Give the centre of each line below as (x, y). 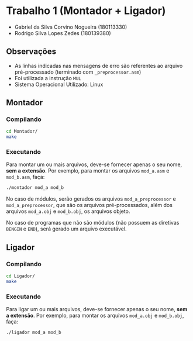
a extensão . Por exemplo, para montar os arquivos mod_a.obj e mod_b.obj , (95, 316)
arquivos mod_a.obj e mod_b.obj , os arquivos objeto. (68, 211)
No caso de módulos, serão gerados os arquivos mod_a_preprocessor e (91, 199)
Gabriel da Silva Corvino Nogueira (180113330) (71, 27)
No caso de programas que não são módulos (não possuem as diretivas (93, 223)
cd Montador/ (22, 132)
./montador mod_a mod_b (35, 188)
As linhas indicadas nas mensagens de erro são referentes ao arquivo (99, 66)
